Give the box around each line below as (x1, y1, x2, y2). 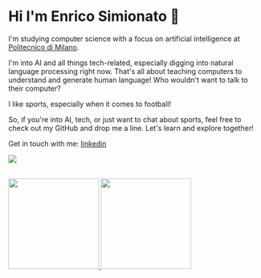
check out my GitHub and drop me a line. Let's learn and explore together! (8, 123, 255, 133)
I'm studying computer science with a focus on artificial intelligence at (8, 34, 241, 43)
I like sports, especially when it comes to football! (8, 99, 172, 108)
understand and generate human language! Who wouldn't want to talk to (8, 75, 249, 84)
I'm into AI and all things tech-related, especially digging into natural (8, 58, 234, 67)
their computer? (8, 84, 62, 93)
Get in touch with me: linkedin (8, 138, 107, 148)
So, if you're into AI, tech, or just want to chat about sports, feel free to (8, 114, 242, 124)
